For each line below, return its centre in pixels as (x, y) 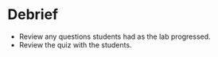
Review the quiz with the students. (75, 44)
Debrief (33, 15)
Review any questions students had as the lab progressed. (115, 36)
